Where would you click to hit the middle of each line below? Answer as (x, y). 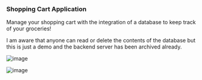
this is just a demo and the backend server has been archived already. (94, 47)
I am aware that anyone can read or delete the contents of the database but (101, 41)
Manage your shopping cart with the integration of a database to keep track (101, 22)
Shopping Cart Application (47, 9)
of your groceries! (29, 28)
